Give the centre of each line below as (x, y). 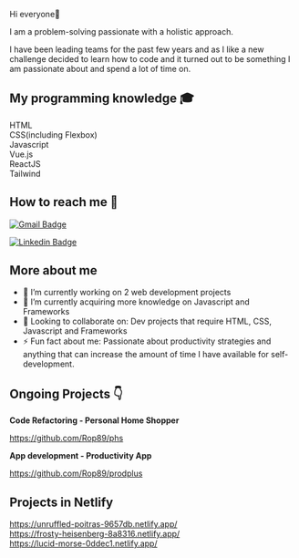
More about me (53, 270)
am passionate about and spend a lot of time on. (100, 69)
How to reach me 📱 (64, 202)
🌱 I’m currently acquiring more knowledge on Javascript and (136, 302)
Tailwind (25, 173)
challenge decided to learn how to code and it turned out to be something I (150, 59)
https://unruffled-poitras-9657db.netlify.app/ (93, 524)
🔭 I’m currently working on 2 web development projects (127, 293)
